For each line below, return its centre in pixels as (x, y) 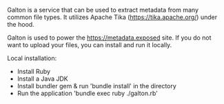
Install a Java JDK (42, 79)
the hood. (21, 24)
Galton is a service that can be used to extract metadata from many (103, 10)
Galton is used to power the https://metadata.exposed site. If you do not (109, 38)
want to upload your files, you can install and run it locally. (90, 45)
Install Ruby (33, 71)
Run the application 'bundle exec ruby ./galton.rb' (88, 93)
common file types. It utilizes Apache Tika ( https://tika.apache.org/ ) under (112, 17)
